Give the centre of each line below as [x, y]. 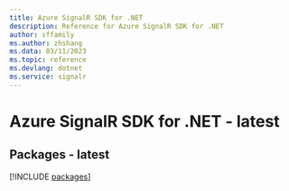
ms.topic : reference [48, 60]
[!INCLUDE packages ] [50, 177]
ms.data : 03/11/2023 [48, 52]
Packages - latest [60, 155]
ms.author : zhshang [46, 43]
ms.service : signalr [48, 77]
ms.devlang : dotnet [46, 69]
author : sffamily [42, 34]
